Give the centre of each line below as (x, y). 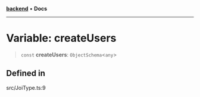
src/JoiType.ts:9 (26, 87)
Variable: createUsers (61, 38)
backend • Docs (27, 9)
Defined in (26, 73)
